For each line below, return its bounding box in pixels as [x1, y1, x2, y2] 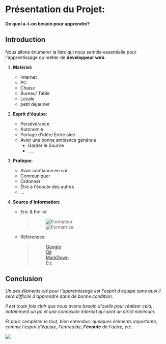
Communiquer [20, 173, 50, 179]
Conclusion [5, 274, 43, 283]
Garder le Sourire [27, 142, 64, 148]
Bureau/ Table [20, 90, 50, 96]
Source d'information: [12, 199, 61, 205]
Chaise [20, 85, 35, 91]
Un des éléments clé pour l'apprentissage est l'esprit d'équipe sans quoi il [5, 288, 161, 294]
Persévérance [20, 120, 50, 127]
